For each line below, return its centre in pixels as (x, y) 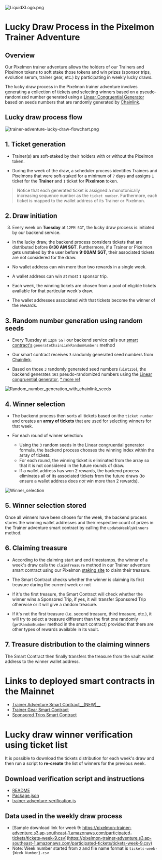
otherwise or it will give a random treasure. (55, 604)
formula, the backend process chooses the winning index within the (87, 450)
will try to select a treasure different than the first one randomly (75, 619)
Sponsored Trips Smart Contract (44, 715)
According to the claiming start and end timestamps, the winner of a (80, 560)
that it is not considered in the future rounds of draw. (72, 465)
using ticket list (37, 745)
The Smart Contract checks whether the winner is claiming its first (78, 579)
